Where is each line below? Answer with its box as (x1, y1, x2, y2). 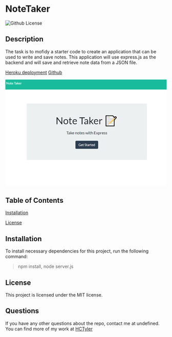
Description (5, 35, 44, 44)
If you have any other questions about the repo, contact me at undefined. (5, 320, 160, 326)
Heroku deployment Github (5, 69, 62, 75)
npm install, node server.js (17, 263, 74, 269)
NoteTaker (5, 3, 50, 15)
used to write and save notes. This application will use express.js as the (5, 54, 156, 60)
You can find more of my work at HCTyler (5, 326, 93, 332)
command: (5, 254, 28, 260)
